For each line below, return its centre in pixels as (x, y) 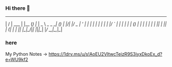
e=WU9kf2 (17, 59)
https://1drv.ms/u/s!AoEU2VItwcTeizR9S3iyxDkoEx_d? (105, 54)
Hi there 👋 (18, 8)
